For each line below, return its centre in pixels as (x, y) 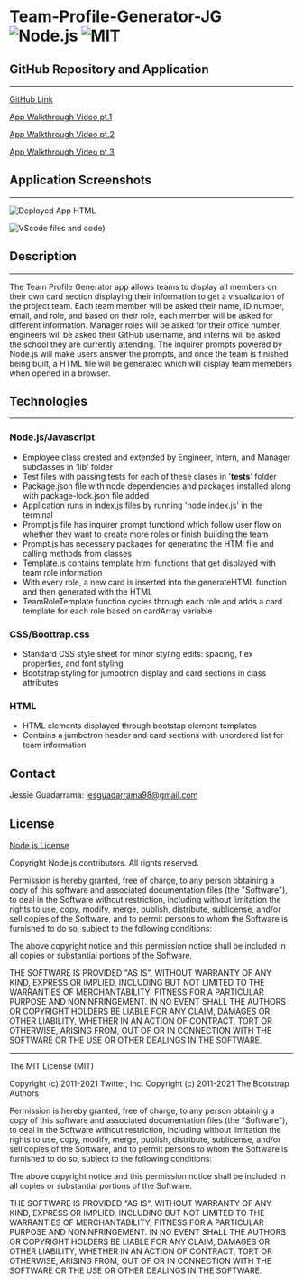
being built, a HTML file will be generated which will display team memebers (151, 363)
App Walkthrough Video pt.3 (62, 152)
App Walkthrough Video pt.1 (61, 117)
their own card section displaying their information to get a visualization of (147, 296)
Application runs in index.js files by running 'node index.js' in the (142, 505)
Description (43, 256)
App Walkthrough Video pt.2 (62, 134)
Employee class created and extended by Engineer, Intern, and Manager (156, 457)
